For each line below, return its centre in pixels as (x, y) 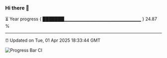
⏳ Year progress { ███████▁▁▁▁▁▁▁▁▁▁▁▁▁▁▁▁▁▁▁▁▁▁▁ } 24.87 (81, 19)
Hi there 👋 (17, 8)
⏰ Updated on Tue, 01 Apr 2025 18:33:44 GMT (53, 40)
